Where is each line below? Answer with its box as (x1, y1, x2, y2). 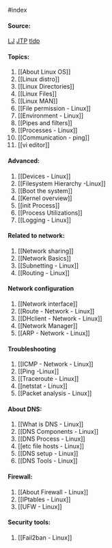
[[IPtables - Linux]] (17, 495, 71, 503)
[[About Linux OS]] (17, 68, 71, 76)
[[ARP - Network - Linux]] (17, 329, 91, 338)
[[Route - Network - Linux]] (17, 307, 95, 316)
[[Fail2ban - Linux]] (17, 533, 72, 542)
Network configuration (8, 285, 74, 293)
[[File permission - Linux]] (17, 105, 91, 113)
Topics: (8, 52, 30, 61)
